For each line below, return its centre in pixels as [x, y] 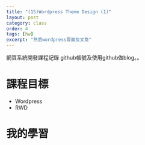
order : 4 [17, 29]
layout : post [23, 17]
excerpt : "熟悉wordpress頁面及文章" [49, 40]
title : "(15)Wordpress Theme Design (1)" [59, 12]
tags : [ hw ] [20, 34]
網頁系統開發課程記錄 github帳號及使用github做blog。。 [74, 57]
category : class [26, 23]
